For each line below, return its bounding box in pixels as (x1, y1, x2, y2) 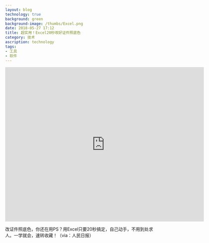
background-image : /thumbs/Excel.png (5, 21, 83, 26)
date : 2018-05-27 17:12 (5, 26, 55, 31)
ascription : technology (5, 40, 55, 45)
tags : (5, 44, 16, 49)
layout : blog (5, 7, 32, 12)
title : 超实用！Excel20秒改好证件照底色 (5, 30, 81, 35)
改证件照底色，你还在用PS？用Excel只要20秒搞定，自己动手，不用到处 (5, 226, 149, 232)
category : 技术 (5, 35, 35, 40)
